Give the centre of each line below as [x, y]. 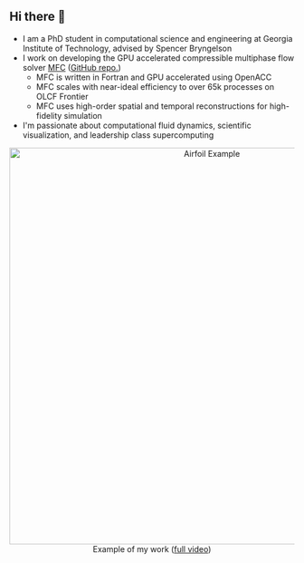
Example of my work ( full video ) [152, 548]
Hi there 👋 [38, 17]
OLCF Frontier [62, 96]
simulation [83, 115]
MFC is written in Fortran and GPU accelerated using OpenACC [154, 77]
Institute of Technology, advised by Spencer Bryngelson [127, 48]
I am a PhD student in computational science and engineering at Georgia [157, 38]
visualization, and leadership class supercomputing [118, 135]
